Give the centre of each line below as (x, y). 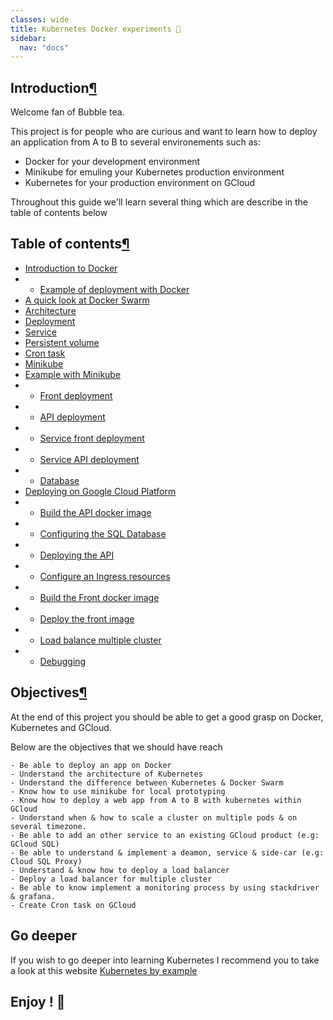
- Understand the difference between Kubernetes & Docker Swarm (147, 782)
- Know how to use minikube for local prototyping (118, 791)
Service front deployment (92, 438)
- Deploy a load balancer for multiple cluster (111, 879)
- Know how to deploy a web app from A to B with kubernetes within (156, 800)
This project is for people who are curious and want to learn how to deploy (164, 132)
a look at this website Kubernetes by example (104, 970)
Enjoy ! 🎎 (38, 1001)
